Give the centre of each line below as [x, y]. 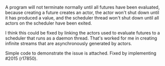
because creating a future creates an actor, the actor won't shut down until [82, 12]
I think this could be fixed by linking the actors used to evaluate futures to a [82, 33]
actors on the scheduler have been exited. [49, 23]
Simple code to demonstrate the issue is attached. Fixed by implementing [81, 53]
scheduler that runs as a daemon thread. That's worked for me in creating [81, 38]
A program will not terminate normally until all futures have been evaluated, [82, 7]
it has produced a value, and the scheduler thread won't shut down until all [82, 18]
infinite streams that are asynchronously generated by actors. [69, 43]
